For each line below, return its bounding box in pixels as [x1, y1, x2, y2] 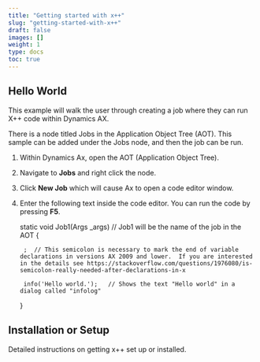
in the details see [19, 259, 84, 268]
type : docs [8, 48, 44, 56]
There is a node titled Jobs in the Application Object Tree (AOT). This [8, 129, 232, 139]
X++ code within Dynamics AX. [8, 113, 110, 123]
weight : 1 [8, 41, 41, 49]
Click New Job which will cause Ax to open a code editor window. [19, 183, 234, 193]
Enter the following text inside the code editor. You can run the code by [19, 198, 251, 208]
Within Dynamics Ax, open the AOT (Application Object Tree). [19, 153, 219, 162]
